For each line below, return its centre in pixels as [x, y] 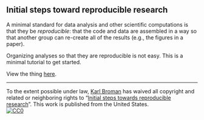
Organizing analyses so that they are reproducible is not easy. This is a [95, 55]
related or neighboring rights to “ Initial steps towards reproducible [89, 98]
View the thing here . [32, 74]
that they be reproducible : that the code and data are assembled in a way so [102, 31]
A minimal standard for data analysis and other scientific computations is [97, 24]
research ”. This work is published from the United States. [78, 104]
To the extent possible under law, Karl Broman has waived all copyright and [100, 91]
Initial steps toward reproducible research [87, 10]
